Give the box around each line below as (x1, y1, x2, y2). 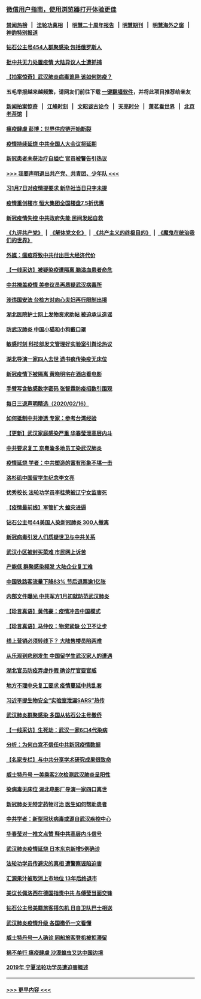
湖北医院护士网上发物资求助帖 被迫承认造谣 (6, 311, 112, 318)
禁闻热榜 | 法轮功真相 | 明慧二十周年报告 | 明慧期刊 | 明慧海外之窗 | (6, 21, 190, 28)
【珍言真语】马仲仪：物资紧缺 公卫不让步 (6, 622, 108, 630)
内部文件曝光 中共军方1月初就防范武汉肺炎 (6, 592, 109, 600)
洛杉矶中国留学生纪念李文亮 (6, 474, 75, 481)
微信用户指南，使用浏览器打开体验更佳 (6, 5, 117, 13)
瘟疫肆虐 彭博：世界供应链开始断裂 (6, 125, 92, 133)
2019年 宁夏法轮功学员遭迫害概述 (6, 964, 89, 971)
